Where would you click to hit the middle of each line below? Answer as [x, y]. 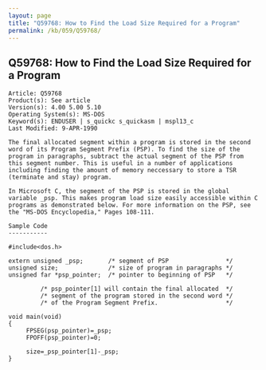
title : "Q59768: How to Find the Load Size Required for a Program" [124, 23]
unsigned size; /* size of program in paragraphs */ [121, 268]
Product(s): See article [49, 100]
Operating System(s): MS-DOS [57, 115]
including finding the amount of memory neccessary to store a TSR [123, 171]
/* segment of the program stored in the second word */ [137, 296]
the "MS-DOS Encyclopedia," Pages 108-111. [82, 212]
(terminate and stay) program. [60, 177]
